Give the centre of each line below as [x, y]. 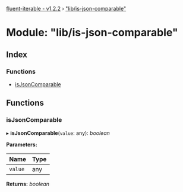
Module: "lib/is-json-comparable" [92, 33]
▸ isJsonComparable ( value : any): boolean [58, 133]
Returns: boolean [28, 184]
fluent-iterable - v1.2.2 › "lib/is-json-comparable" [66, 9]
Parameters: [22, 144]
